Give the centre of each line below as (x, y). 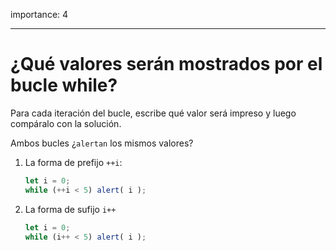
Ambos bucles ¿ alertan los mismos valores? (102, 143)
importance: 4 (39, 14)
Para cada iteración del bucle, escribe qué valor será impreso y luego (153, 113)
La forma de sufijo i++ (70, 209)
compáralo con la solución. (66, 123)
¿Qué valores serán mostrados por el (166, 64)
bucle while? (64, 85)
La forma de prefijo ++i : (73, 162)
